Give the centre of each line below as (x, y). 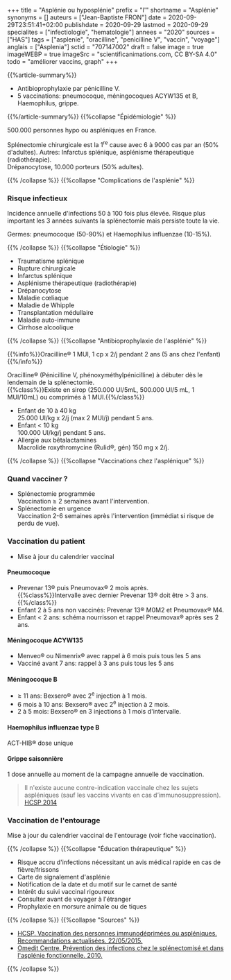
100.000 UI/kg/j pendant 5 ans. (61, 432)
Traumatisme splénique (51, 261)
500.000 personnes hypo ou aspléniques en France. (82, 130)
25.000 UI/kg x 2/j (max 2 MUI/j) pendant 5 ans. (85, 418)
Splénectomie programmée (56, 494)
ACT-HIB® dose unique (40, 743)
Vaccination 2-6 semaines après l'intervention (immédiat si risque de (115, 516)
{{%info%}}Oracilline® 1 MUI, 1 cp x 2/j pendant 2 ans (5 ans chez (101, 354)
